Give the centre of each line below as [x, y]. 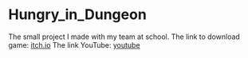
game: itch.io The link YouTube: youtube [75, 44]
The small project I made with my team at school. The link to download [124, 37]
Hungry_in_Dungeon [78, 15]
